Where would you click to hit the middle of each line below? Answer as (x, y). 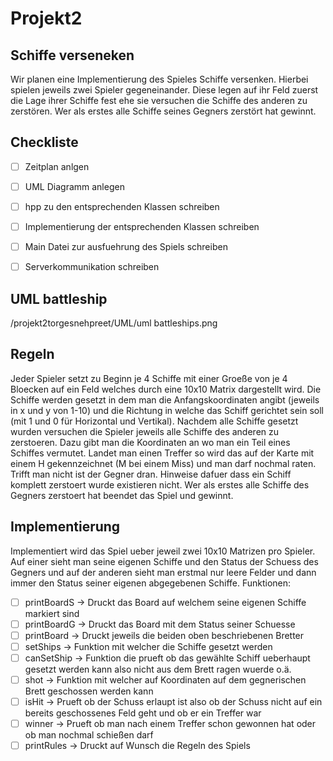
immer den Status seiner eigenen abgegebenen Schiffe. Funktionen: (151, 583)
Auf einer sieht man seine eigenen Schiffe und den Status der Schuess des (164, 561)
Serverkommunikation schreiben (92, 267)
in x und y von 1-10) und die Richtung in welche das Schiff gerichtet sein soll (167, 410)
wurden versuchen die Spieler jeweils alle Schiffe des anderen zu (145, 431)
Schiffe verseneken (72, 55)
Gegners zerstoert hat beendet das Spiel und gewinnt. (122, 495)
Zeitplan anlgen (57, 166)
